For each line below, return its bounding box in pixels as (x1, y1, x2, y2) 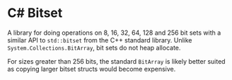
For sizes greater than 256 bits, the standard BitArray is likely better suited (7, 57, 226, 65)
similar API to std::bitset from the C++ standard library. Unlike (7, 35, 192, 44)
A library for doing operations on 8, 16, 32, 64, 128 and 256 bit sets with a (7, 28, 221, 37)
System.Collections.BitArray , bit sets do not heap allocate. (7, 43, 181, 52)
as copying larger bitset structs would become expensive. (7, 64, 176, 73)
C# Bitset (7, 5, 63, 21)
